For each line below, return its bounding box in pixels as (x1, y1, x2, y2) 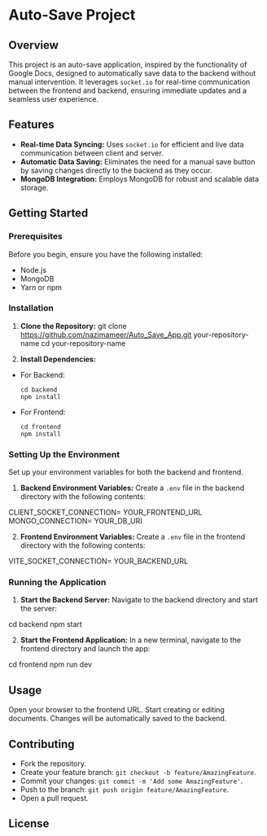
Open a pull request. (20, 794, 90, 803)
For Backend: (20, 370, 65, 379)
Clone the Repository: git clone (20, 321, 128, 330)
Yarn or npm (20, 282, 63, 292)
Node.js (20, 265, 47, 274)
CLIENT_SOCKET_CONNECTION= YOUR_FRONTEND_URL (8, 507, 203, 518)
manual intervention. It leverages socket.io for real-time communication (8, 77, 251, 86)
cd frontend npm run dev (8, 659, 92, 669)
